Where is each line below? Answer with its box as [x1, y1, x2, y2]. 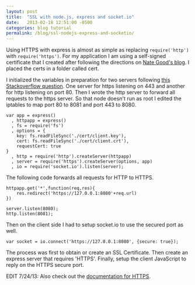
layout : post [6, 8, 38, 15]
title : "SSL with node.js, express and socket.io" [6, 14, 134, 20]
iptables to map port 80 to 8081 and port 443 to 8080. [6, 101, 137, 108]
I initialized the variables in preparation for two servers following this [6, 77, 170, 84]
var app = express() [6, 112, 57, 119]
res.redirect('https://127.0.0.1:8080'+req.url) [16, 191, 137, 197]
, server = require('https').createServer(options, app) [11, 159, 153, 164]
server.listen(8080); [6, 206, 59, 212]
